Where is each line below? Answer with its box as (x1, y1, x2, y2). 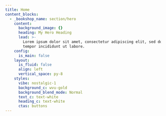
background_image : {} (18, 26, 63, 31)
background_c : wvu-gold (18, 85, 68, 90)
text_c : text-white (18, 94, 58, 99)
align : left (18, 67, 43, 72)
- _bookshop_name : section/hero (9, 16, 77, 21)
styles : (14, 76, 30, 81)
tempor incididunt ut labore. (23, 44, 85, 49)
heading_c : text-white (18, 99, 65, 104)
